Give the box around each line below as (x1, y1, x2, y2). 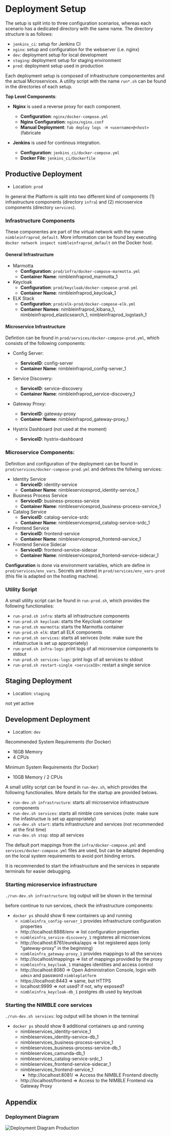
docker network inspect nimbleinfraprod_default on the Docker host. (5, 239, 153, 246)
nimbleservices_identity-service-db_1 (20, 1034, 99, 1040)
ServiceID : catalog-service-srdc (20, 514, 89, 520)
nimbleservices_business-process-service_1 (20, 1039, 114, 1046)
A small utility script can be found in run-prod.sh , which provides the (5, 598, 150, 604)
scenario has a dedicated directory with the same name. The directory (5, 25, 153, 31)
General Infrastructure (5, 251, 54, 257)
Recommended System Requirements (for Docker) (5, 739, 111, 745)
